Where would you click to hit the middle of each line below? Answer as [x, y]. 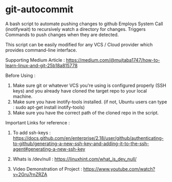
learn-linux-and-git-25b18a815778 [42, 65]
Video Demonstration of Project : [47, 169]
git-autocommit [39, 10]
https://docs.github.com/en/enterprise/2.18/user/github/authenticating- [88, 138]
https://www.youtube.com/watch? [119, 169]
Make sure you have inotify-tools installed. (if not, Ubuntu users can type [90, 102]
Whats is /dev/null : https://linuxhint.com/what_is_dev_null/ [75, 159]
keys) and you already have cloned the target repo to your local [80, 90]
